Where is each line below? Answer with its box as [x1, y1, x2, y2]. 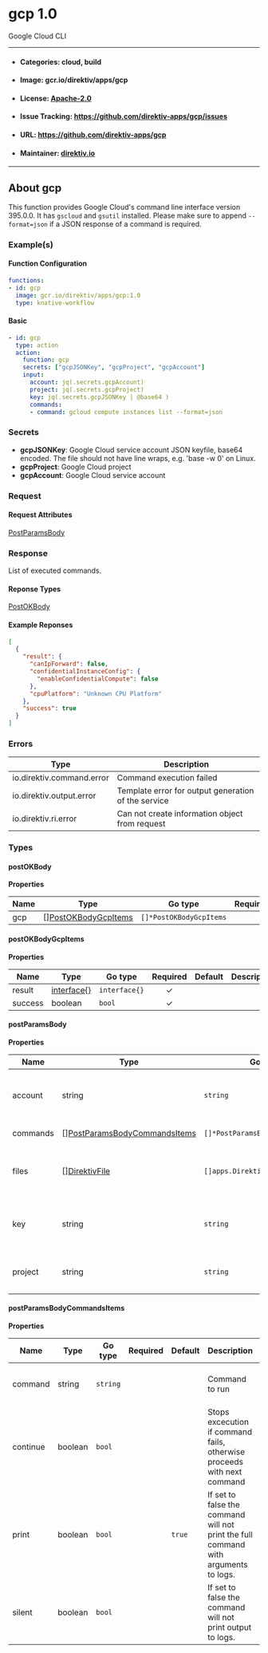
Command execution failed [116, 772, 218, 783]
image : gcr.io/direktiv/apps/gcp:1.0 [15, 291, 141, 299]
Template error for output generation [116, 785, 254, 796]
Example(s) [8, 239, 53, 250]
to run [207, 1383, 230, 1395]
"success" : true [22, 704, 77, 712]
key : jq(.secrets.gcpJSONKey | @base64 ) [29, 393, 170, 401]
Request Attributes [8, 510, 73, 519]
